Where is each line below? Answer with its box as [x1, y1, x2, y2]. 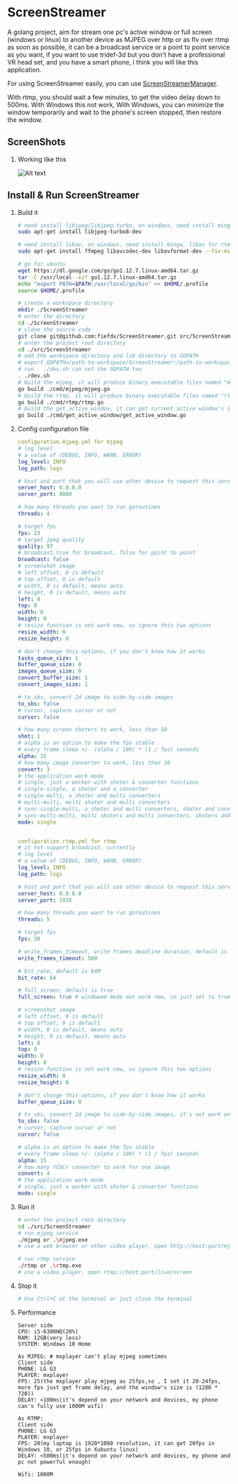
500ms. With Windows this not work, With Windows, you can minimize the [7, 100, 225, 109]
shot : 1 [17, 733, 40, 740]
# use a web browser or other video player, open [17, 1243, 168, 1250]
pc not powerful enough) [17, 1458, 91, 1466]
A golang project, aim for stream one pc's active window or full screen [7, 28, 212, 36]
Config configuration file [17, 425, 89, 433]
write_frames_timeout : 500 [17, 955, 98, 962]
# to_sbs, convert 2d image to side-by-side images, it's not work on [17, 1111, 231, 1118]
